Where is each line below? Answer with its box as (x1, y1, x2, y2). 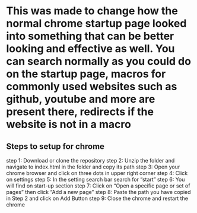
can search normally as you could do (6, 55, 192, 68)
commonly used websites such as (6, 80, 177, 93)
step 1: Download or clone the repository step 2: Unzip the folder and (6, 157, 175, 164)
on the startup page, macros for (6, 67, 166, 81)
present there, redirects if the (6, 105, 154, 119)
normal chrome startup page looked (6, 17, 187, 30)
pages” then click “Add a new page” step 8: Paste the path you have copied (6, 189, 191, 195)
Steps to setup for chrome (6, 141, 105, 151)
